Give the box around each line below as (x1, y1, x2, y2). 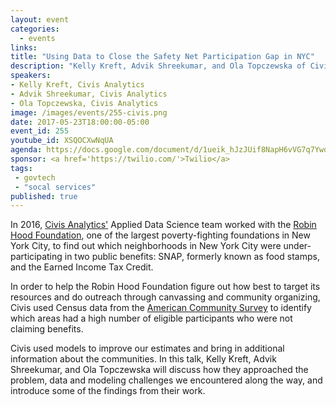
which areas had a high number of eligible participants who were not (10, 312, 293, 325)
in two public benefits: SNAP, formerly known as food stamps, (64, 251, 320, 263)
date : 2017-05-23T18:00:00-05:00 (10, 117, 150, 127)
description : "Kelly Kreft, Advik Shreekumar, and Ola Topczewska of (10, 61, 307, 71)
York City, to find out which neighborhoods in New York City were (10, 240, 282, 252)
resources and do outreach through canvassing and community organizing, (10, 291, 321, 303)
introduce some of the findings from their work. (10, 385, 206, 397)
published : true (10, 191, 78, 201)
